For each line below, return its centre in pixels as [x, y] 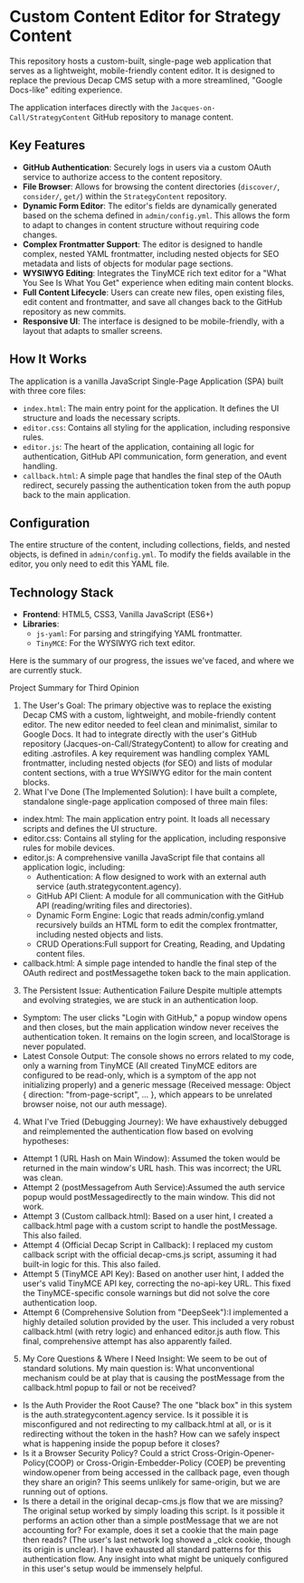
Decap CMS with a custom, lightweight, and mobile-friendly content [149, 715]
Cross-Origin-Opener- [233, 1454]
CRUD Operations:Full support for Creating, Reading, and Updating [161, 944]
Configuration [50, 523]
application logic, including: [74, 867]
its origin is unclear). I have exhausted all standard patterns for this [147, 1550]
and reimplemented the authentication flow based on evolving [138, 1131]
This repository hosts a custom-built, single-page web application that [140, 61]
